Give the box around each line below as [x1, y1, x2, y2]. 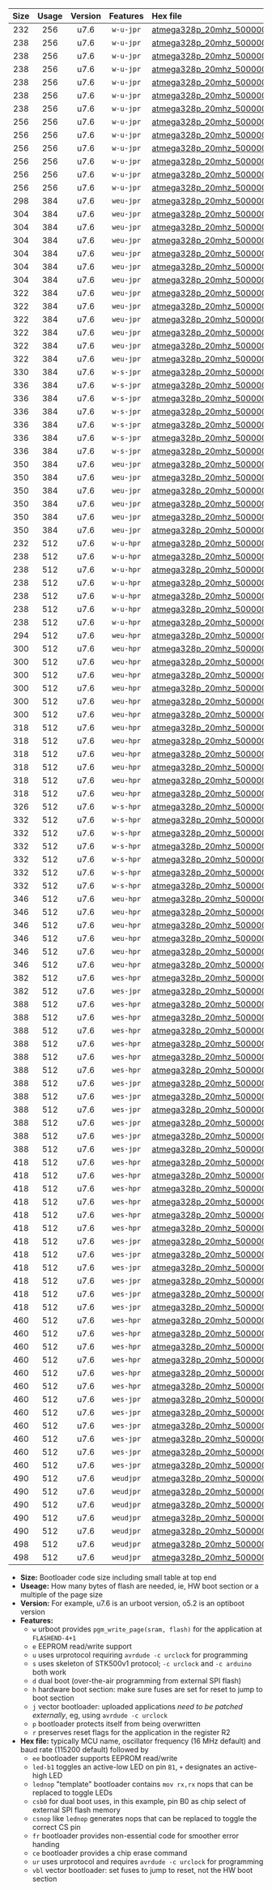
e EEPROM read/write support [32, 1641, 132, 1651]
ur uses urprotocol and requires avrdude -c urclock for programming [32, 1857, 264, 1866]
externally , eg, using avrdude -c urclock [32, 1710, 168, 1720]
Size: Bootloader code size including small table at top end [19, 1572, 217, 1582]
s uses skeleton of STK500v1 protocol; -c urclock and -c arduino [32, 1659, 253, 1668]
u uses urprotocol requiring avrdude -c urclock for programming [32, 1650, 249, 1660]
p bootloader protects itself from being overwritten [32, 1719, 201, 1729]
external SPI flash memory [32, 1805, 121, 1815]
